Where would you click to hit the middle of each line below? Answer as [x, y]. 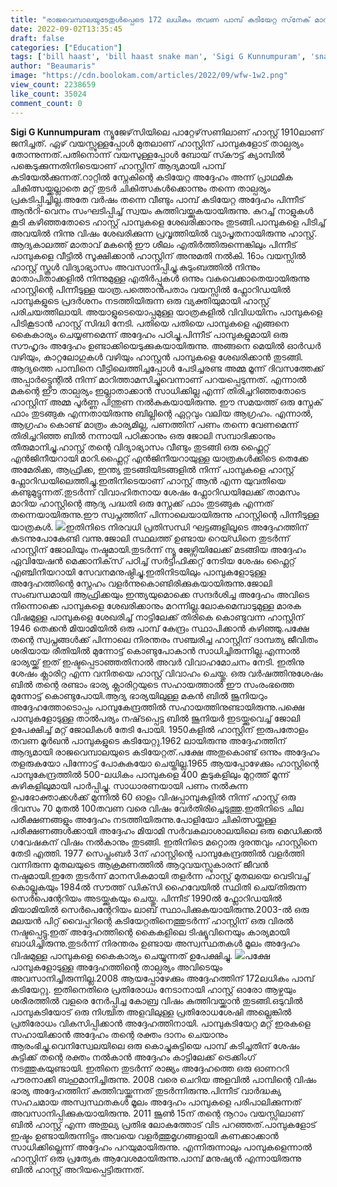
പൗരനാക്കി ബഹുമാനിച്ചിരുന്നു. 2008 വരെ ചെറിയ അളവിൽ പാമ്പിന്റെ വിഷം [163, 1079]
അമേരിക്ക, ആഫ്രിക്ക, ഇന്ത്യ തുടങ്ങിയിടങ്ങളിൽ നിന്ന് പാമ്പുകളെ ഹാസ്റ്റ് [152, 469]
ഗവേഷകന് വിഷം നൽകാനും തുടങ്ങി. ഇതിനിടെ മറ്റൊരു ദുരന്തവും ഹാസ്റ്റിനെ [164, 842]
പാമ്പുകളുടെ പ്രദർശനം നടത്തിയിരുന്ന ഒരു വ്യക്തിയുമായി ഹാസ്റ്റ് [140, 300]
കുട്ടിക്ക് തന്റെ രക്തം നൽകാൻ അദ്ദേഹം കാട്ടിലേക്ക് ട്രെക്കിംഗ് [133, 1057]
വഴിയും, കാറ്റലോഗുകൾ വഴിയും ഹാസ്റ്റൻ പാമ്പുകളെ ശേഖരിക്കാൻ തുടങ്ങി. [157, 357]
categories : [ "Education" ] [66, 47]
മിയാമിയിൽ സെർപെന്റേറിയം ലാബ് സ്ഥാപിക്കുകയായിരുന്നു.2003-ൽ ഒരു [160, 909]
